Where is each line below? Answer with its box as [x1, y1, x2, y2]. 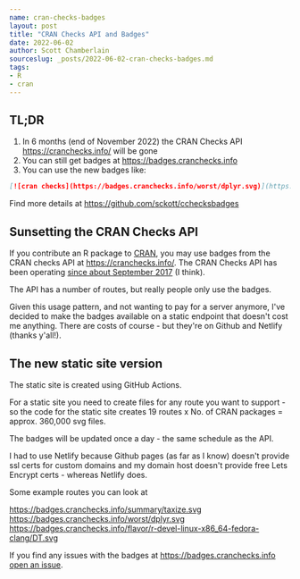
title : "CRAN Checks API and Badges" [9, 29, 150, 38]
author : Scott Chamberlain [9, 46, 110, 55]
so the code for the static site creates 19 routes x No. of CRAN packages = [9, 406, 284, 416]
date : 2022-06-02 [9, 38, 74, 47]
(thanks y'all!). [9, 330, 62, 340]
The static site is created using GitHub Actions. [9, 379, 182, 390]
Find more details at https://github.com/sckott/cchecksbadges [9, 198, 239, 209]
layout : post [9, 21, 58, 30]
